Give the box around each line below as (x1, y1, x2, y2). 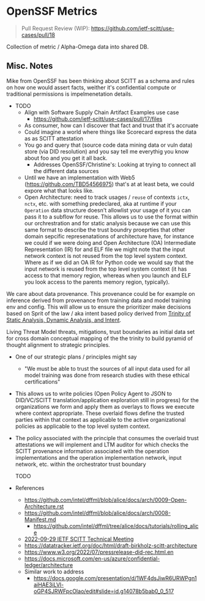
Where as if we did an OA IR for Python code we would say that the (24, 258, 194, 266)
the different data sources (33, 167, 99, 174)
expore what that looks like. (24, 187, 94, 194)
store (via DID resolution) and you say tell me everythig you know (24, 147, 189, 155)
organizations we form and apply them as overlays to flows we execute (15, 403, 195, 410)
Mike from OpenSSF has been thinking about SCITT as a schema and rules (6, 77, 195, 84)
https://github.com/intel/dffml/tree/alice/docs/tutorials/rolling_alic (33, 522, 199, 529)
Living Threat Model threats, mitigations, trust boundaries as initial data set (6, 328, 195, 335)
